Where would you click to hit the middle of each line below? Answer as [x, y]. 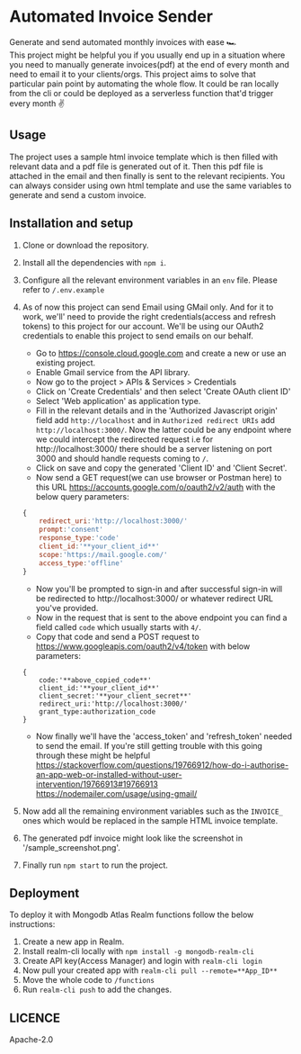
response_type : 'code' [79, 538]
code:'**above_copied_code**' [95, 680]
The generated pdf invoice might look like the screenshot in [133, 838]
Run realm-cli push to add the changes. [97, 990]
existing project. [66, 363]
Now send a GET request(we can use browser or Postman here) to [159, 477]
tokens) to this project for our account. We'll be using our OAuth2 [143, 326]
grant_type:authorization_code [97, 712]
